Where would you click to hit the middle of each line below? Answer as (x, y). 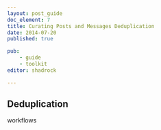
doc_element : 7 (29, 20)
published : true (30, 39)
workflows (22, 120)
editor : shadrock (32, 70)
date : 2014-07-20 (32, 32)
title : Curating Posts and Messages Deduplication (81, 26)
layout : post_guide (35, 13)
